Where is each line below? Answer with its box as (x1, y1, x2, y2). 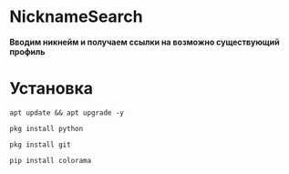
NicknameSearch (9, 6, 143, 27)
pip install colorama (9, 156, 92, 165)
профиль (9, 46, 46, 56)
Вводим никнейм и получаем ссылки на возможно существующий (9, 36, 280, 47)
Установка (9, 78, 94, 99)
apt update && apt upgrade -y (9, 107, 125, 118)
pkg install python (9, 124, 84, 133)
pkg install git (9, 139, 71, 149)
